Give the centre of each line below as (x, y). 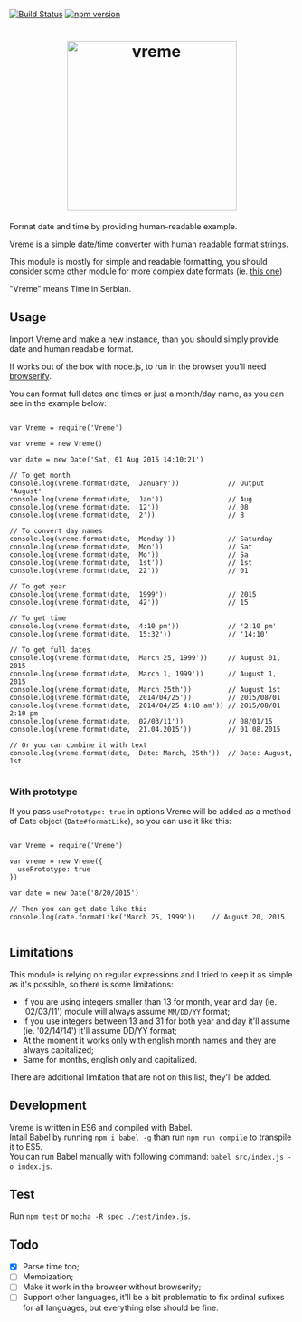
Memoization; (48, 1277)
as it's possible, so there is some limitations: (91, 984)
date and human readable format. (71, 348)
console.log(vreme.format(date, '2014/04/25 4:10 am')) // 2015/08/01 (145, 705)
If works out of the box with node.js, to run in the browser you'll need (138, 366)
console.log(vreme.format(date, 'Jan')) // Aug (131, 499)
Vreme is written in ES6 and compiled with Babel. (101, 1127)
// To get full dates (50, 650)
